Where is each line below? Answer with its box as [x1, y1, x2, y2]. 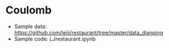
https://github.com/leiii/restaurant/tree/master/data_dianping [14, 29, 164, 36]
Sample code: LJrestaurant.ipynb [14, 35, 96, 42]
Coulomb [5, 4, 52, 17]
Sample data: [14, 23, 47, 30]
